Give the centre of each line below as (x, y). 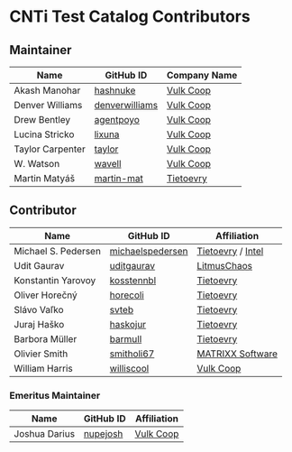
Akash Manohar (47, 90)
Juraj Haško (39, 324)
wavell (108, 164)
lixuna (107, 134)
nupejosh (103, 434)
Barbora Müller (46, 338)
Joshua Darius (44, 434)
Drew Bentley (42, 120)
